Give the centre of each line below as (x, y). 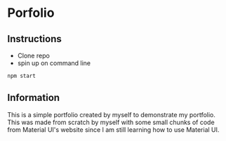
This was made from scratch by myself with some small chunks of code (111, 122)
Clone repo (34, 55)
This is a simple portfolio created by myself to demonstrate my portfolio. (112, 114)
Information (34, 98)
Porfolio (31, 13)
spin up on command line (54, 63)
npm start (22, 76)
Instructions (34, 39)
